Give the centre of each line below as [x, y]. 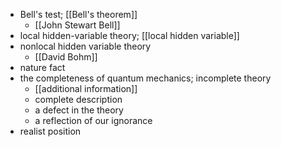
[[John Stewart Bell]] [77, 25]
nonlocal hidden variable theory [85, 46]
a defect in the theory [79, 110]
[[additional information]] [86, 88]
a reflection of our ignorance [93, 120]
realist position [50, 131]
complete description [78, 99]
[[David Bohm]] [66, 57]
